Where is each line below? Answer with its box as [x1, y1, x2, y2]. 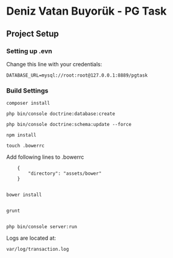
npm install [6, 132, 36, 138]
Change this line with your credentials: [6, 60, 103, 68]
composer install [6, 100, 50, 106]
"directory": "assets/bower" [28, 170, 102, 177]
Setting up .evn [6, 47, 53, 55]
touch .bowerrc [6, 143, 45, 149]
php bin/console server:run [6, 224, 78, 230]
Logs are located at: [6, 234, 56, 242]
